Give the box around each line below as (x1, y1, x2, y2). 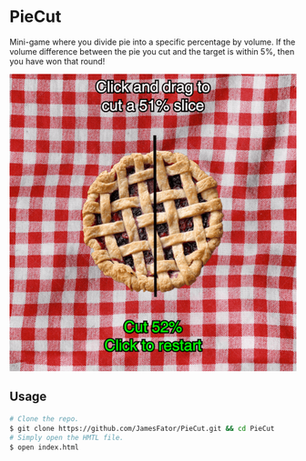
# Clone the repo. (9, 414, 79, 424)
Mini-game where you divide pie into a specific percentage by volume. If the (9, 36, 296, 47)
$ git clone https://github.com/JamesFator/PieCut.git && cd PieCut (9, 424, 275, 433)
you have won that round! (9, 55, 106, 66)
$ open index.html (9, 443, 79, 452)
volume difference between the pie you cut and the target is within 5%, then (9, 45, 295, 56)
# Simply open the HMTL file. (9, 434, 125, 443)
